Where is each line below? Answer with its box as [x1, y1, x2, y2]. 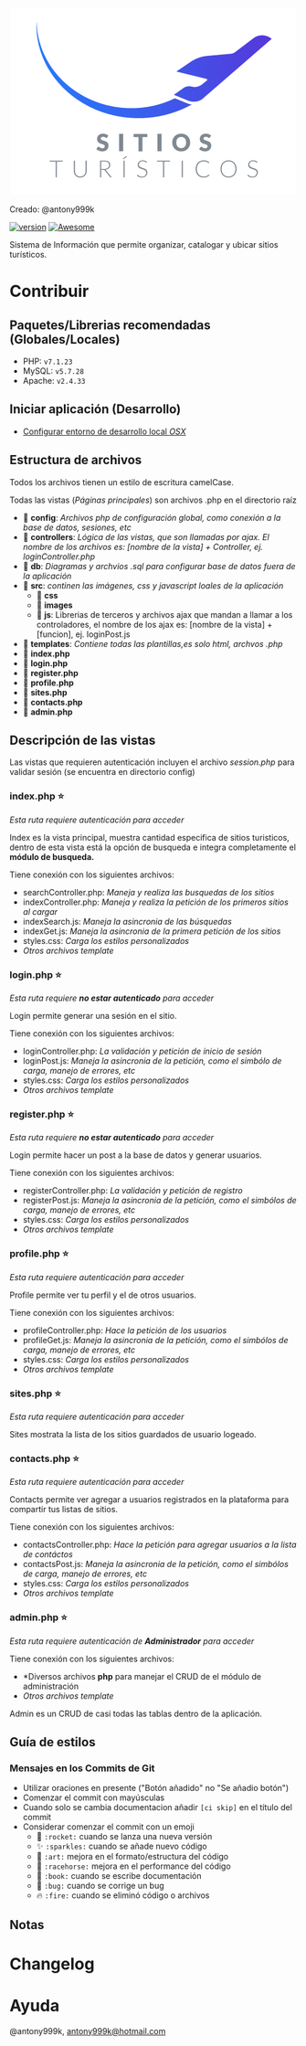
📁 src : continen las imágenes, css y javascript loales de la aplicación [22, 579, 284, 591]
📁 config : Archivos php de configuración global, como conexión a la [22, 512, 281, 523]
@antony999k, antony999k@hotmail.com [9, 2025, 166, 2036]
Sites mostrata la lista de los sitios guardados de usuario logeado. [9, 1428, 258, 1439]
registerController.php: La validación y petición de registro [22, 1185, 244, 1196]
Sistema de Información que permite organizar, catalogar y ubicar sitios [9, 239, 279, 249]
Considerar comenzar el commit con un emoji [22, 1821, 195, 1832]
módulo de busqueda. [9, 851, 94, 862]
